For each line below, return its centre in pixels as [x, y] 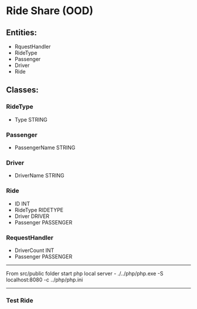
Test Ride [20, 300]
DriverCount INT [34, 250]
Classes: [23, 90]
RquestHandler [33, 46]
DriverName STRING [39, 176]
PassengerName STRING [45, 147]
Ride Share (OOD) [50, 11]
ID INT [22, 203]
